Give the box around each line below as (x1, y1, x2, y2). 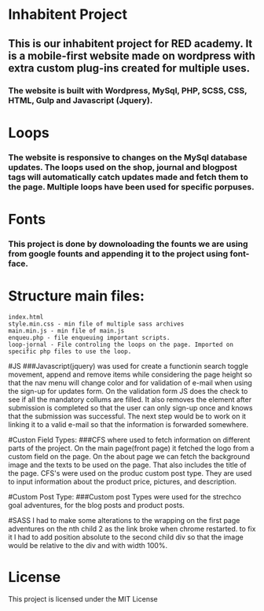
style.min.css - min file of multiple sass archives (8, 320, 185, 328)
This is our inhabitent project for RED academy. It (8, 37, 253, 50)
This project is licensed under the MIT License (8, 594, 159, 603)
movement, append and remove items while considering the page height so (8, 370, 253, 379)
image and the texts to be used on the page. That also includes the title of (8, 460, 247, 469)
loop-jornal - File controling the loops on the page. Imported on (8, 340, 234, 348)
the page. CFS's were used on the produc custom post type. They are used (8, 468, 252, 477)
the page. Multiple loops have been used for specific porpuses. (8, 181, 255, 192)
